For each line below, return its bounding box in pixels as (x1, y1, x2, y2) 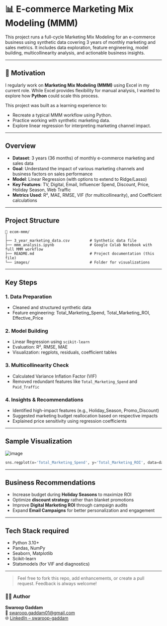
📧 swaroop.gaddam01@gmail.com (5, 610, 76, 616)
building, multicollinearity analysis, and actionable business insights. (5, 50, 145, 56)
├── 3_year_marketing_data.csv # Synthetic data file (5, 238, 137, 244)
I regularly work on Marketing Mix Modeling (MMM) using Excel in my (5, 82, 150, 88)
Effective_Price (12, 315, 44, 321)
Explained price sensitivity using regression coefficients (12, 418, 127, 424)
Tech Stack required (5, 526, 69, 535)
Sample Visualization (5, 437, 72, 446)
